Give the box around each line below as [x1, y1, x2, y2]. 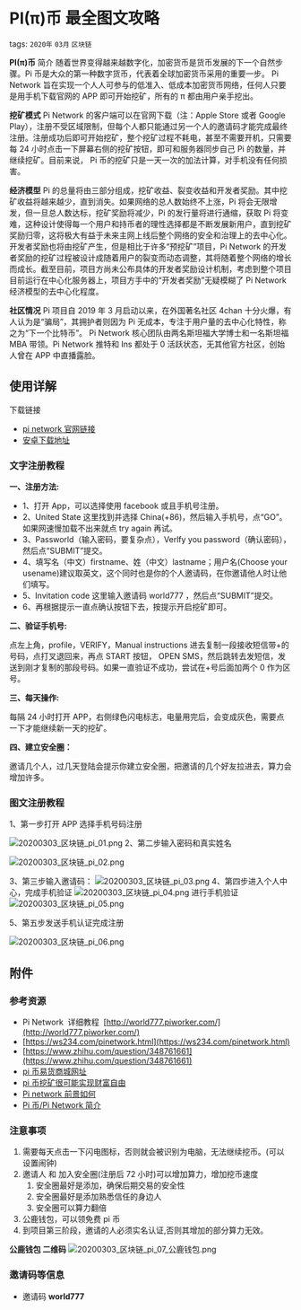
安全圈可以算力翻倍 [35, 1202, 107, 1213]
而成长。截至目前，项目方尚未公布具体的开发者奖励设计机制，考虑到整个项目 [9, 263, 292, 274]
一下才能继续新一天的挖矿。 [9, 723, 112, 734]
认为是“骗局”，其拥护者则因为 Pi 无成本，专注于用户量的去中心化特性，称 [16, 316, 287, 327]
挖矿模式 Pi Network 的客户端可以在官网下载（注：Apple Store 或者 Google [9, 110, 286, 120]
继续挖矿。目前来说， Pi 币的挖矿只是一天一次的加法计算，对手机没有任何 [9, 154, 280, 165]
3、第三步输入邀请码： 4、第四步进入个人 [9, 876, 280, 887]
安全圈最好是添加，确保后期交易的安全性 [35, 1180, 185, 1191]
